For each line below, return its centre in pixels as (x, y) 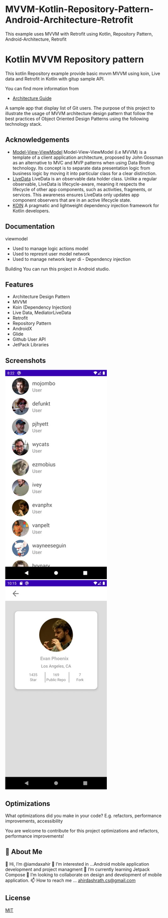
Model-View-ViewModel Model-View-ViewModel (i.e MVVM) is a (79, 152)
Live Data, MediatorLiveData (42, 313)
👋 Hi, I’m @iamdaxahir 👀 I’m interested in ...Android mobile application (77, 864)
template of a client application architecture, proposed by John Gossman (88, 157)
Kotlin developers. (31, 211)
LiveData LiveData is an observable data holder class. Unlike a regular (85, 178)
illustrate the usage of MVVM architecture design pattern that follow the (79, 113)
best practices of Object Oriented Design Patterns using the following (77, 119)
